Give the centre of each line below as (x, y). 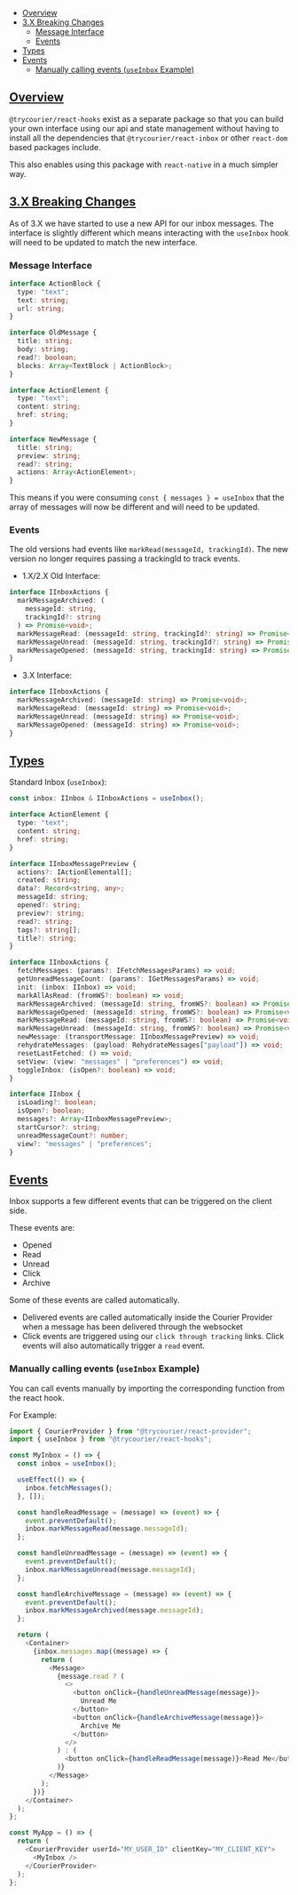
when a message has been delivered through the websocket (133, 1327)
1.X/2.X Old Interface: (61, 576)
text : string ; (43, 300)
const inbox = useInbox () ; (67, 1464)
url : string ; (41, 309)
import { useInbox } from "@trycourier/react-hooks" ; (111, 1440)
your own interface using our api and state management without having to (144, 128)
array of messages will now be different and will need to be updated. (134, 507)
